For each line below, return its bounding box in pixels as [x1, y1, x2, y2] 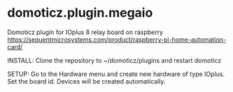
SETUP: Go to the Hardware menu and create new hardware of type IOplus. [7, 70, 225, 78]
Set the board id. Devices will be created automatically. [7, 77, 166, 85]
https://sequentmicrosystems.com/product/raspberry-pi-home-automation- [7, 35, 226, 43]
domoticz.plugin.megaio [7, 5, 153, 21]
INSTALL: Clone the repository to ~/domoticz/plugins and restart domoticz [7, 56, 222, 64]
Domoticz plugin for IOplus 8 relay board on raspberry [7, 28, 163, 36]
